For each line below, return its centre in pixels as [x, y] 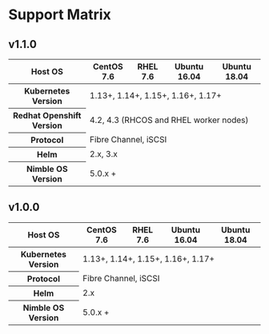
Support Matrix [60, 15]
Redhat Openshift [47, 115]
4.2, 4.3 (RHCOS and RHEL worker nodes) [169, 120]
